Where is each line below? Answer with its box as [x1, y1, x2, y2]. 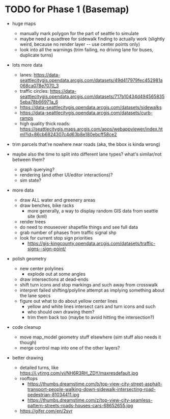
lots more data [12, 62, 43, 68]
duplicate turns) [19, 52, 53, 58]
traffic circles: [19, 88, 49, 94]
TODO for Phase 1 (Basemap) [5, 4, 129, 15]
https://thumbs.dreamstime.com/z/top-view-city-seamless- [27, 397, 153, 403]
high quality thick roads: [19, 120, 71, 126]
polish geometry [12, 255, 47, 261]
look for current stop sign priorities [19, 234, 93, 241]
